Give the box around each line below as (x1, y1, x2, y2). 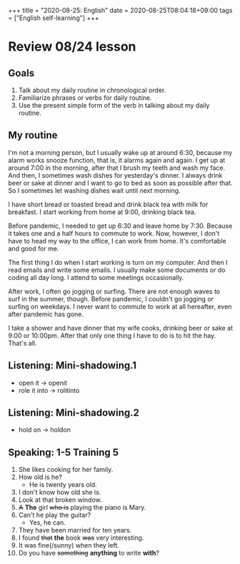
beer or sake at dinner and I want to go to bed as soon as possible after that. (8, 178, 233, 187)
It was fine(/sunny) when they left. (18, 541, 120, 550)
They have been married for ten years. (18, 526, 132, 535)
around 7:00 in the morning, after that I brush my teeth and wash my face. (8, 163, 226, 172)
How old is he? (18, 473, 63, 481)
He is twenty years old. (29, 480, 97, 489)
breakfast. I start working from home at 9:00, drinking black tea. (8, 207, 196, 216)
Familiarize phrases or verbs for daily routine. (18, 94, 152, 102)
